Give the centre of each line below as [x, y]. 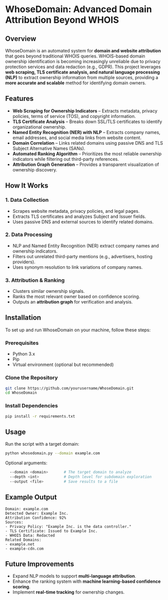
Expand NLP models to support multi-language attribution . [74, 576]
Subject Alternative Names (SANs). [49, 148]
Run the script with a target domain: [42, 444]
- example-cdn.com [24, 549]
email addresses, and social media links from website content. [77, 138]
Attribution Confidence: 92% [36, 518]
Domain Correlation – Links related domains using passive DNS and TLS [88, 143]
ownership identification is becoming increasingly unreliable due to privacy [83, 61]
